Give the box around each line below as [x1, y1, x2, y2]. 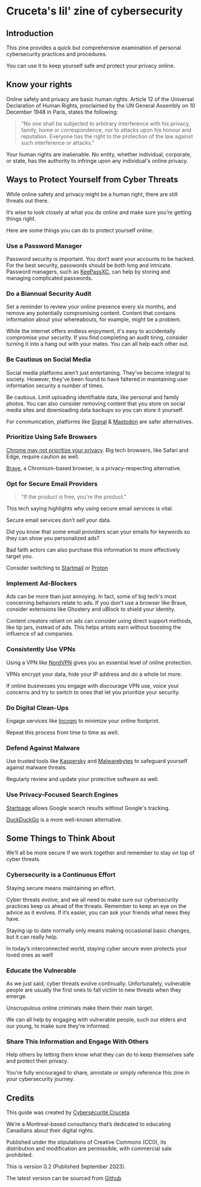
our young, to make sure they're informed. [6, 1022, 111, 1029]
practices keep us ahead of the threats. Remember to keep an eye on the [6, 902, 187, 909]
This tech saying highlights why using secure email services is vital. [6, 505, 173, 512]
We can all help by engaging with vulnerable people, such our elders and [6, 1016, 187, 1023]
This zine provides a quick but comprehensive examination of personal [6, 44, 181, 51]
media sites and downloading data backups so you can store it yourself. [6, 406, 184, 413]
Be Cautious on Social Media [6, 355, 91, 364]
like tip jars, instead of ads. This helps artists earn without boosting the [6, 624, 181, 631]
